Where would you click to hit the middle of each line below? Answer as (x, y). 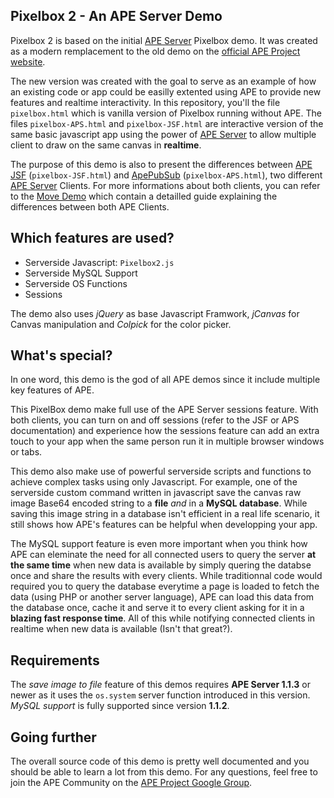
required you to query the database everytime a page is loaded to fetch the (165, 586)
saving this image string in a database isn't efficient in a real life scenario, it (165, 514)
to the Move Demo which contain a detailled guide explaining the (144, 196)
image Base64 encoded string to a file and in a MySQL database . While (159, 503)
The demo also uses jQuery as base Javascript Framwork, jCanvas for (155, 313)
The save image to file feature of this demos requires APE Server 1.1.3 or (160, 685)
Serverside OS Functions (76, 283)
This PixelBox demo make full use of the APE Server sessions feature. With (164, 410)
